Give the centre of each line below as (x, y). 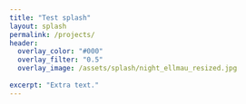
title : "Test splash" (50, 18)
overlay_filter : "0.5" (60, 60)
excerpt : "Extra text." (54, 85)
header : (24, 43)
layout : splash (38, 26)
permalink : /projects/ (52, 34)
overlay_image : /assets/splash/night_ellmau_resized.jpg (128, 69)
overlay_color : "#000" (60, 52)
